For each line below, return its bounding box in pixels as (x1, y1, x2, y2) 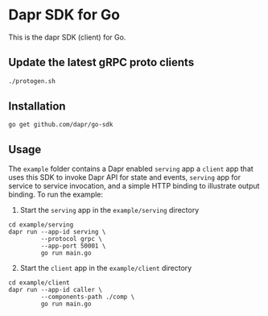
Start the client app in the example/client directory (19, 264, 192, 273)
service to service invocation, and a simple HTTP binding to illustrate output (8, 181, 260, 191)
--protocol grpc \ (40, 235, 103, 243)
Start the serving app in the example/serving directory (19, 206, 200, 215)
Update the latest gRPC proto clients (8, 56, 195, 69)
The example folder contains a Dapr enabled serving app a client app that (8, 164, 254, 174)
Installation (8, 99, 66, 114)
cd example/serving (8, 221, 74, 229)
